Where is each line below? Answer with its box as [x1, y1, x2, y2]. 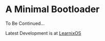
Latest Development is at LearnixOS [5, 30, 81, 36]
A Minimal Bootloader [5, 4, 100, 15]
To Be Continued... [5, 20, 45, 26]
